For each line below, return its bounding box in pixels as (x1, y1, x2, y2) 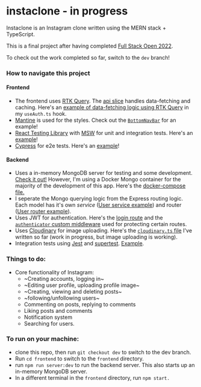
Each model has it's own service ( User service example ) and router (14, 201, 182, 209)
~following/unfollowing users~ (23, 294, 100, 301)
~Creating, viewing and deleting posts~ (23, 288, 122, 295)
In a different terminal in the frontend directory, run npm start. (14, 374, 170, 381)
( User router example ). (14, 208, 72, 215)
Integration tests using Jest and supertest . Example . (14, 240, 144, 247)
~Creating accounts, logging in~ (23, 275, 104, 282)
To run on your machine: (6, 335, 79, 343)
